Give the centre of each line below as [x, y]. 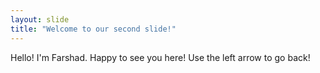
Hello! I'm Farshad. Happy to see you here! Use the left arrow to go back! [160, 57]
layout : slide [40, 19]
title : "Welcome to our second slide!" [93, 29]
